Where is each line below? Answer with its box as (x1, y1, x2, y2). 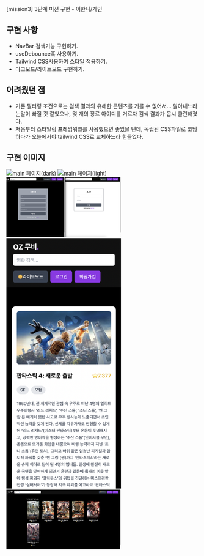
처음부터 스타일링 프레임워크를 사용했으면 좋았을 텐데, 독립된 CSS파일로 (15, 125, 186, 133)
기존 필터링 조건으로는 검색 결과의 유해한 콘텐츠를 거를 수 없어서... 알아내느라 (15, 102, 198, 109)
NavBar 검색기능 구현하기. (15, 42, 78, 50)
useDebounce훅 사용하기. (15, 50, 78, 57)
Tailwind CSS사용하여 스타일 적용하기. (15, 57, 107, 65)
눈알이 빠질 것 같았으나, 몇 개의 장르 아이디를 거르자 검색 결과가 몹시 (15, 109, 177, 117)
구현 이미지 (6, 152, 46, 163)
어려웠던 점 (6, 85, 46, 95)
